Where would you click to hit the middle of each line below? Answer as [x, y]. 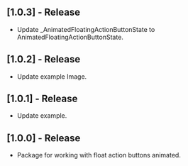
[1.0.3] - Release [44, 12]
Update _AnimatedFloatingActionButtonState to [86, 29]
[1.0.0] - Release [44, 138]
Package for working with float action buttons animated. [99, 155]
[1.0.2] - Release [44, 59]
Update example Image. [52, 76]
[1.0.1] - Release [42, 99]
